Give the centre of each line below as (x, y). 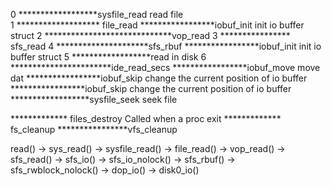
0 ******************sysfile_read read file (97, 14)
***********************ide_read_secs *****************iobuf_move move (165, 67)
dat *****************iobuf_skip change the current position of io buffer (159, 78)
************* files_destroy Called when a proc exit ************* (146, 118)
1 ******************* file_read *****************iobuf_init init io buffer (157, 25)
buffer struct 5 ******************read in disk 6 (108, 57)
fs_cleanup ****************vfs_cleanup (94, 129)
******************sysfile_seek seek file (94, 99)
